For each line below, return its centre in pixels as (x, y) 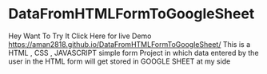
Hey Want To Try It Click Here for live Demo (80, 36)
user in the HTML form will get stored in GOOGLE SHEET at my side (120, 61)
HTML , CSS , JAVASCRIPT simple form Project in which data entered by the (133, 53)
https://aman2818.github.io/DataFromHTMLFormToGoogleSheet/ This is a (130, 44)
